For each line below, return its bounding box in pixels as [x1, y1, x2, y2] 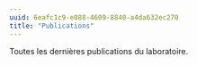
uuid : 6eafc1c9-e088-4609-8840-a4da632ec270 [9, 12, 179, 22]
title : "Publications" [9, 21, 94, 30]
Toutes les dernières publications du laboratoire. [9, 45, 189, 56]
